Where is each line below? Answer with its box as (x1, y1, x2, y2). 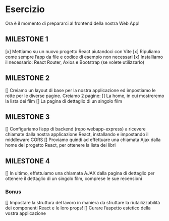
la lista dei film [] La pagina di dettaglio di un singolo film (5, 98, 123, 104)
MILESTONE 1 (5, 35, 49, 43)
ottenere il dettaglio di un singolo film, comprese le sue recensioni (5, 175, 142, 182)
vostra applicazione (5, 210, 46, 216)
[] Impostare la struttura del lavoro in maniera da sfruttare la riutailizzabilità (5, 200, 160, 206)
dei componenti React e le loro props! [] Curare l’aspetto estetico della (5, 205, 151, 211)
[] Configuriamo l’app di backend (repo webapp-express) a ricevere (5, 126, 146, 132)
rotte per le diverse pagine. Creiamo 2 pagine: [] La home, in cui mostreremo (5, 93, 164, 99)
